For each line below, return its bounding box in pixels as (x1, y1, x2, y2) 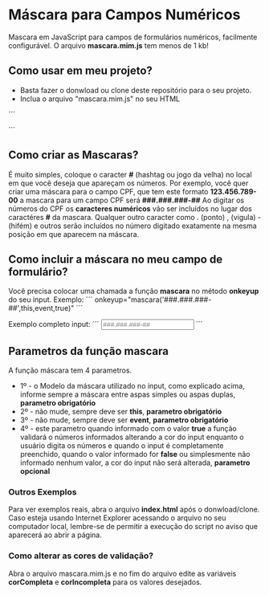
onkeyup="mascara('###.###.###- (94, 295, 212, 304)
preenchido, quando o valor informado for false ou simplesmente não (19, 450, 251, 459)
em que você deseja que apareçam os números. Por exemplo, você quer (8, 178, 249, 188)
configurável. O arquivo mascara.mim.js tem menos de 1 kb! (8, 40, 209, 50)
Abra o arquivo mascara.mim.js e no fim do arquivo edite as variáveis (8, 569, 237, 578)
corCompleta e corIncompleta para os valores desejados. (8, 577, 202, 587)
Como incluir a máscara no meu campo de (8, 252, 223, 266)
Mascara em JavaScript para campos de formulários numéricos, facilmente (8, 32, 258, 42)
